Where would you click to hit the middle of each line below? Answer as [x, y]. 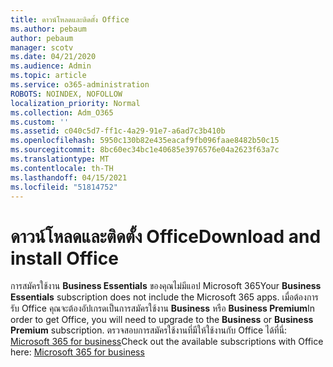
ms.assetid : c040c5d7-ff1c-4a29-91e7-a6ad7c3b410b [118, 131]
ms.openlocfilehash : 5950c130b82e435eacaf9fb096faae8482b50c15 [145, 141]
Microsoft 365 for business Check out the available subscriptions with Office [167, 342]
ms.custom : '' [40, 122]
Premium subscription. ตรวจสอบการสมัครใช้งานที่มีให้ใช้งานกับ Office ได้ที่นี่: [149, 330]
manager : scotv [42, 47]
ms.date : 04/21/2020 [53, 57]
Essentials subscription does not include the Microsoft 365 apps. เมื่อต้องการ [164, 297]
